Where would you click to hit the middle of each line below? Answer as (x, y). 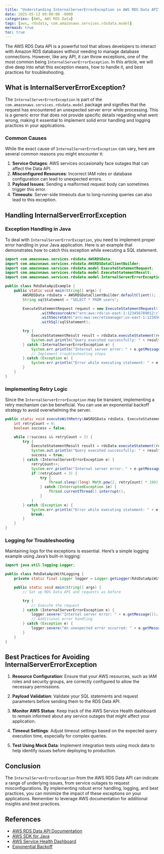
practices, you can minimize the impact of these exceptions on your (73, 793)
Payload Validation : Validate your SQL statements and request (75, 696)
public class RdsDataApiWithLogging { (44, 574)
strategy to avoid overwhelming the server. (48, 410)
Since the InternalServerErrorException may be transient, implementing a (80, 400)
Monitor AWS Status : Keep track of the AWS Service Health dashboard (84, 711)
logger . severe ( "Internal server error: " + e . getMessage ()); (95, 614)
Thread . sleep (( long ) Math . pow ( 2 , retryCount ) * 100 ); (104, 482)
